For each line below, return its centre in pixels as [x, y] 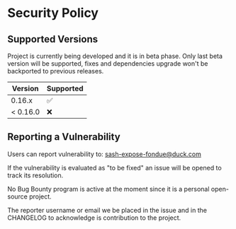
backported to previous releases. [56, 71]
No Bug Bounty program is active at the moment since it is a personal [108, 189]
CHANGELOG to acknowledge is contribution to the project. [94, 218]
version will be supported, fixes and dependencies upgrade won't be [108, 64]
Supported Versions [52, 39]
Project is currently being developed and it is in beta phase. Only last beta [115, 56]
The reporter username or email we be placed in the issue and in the [107, 210]
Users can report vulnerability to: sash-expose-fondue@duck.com [105, 154]
